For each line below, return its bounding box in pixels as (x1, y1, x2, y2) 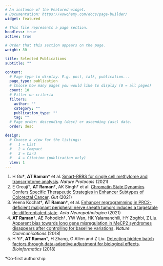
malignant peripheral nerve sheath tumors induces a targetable (31, 205, 158, 210)
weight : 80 (5, 47, 27, 52)
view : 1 (9, 160, 25, 165)
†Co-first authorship (5, 256, 45, 261)
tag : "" (14, 115, 29, 120)
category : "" (14, 106, 41, 111)
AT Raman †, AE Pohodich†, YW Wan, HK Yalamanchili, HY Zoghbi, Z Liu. (12, 215, 158, 221)
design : (5, 133, 21, 138)
